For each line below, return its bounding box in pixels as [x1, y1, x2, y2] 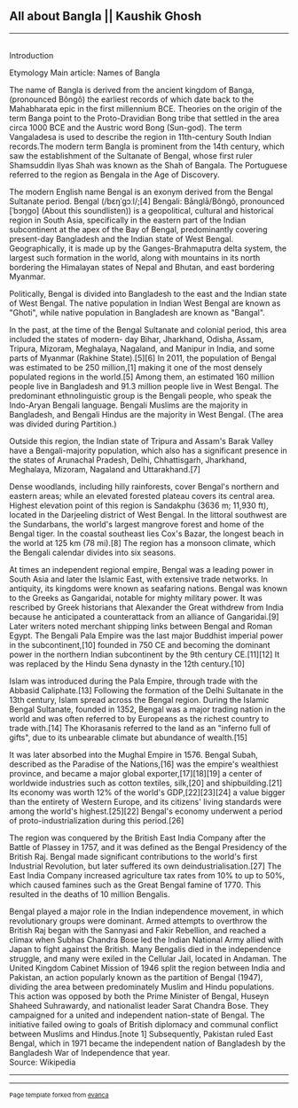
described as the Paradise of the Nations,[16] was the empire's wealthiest [9, 759, 279, 769]
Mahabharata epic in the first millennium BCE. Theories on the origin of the [9, 103, 282, 113]
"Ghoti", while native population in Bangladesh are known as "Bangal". [9, 307, 266, 317]
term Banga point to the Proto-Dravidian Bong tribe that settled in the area [9, 113, 279, 123]
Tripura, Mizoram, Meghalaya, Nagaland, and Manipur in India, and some [9, 343, 275, 354]
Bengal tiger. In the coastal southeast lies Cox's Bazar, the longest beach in [9, 528, 284, 539]
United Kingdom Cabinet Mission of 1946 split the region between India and [9, 963, 286, 973]
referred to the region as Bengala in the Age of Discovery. [9, 169, 220, 180]
